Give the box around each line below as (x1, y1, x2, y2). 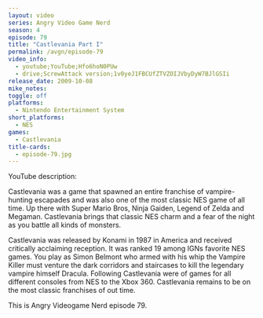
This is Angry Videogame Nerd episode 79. (8, 301, 148, 310)
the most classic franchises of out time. (8, 286, 136, 295)
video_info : (8, 56, 47, 64)
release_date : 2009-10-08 (8, 77, 93, 85)
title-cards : (8, 143, 51, 151)
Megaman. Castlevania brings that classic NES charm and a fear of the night (8, 212, 255, 221)
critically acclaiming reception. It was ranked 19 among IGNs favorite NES (8, 244, 246, 254)
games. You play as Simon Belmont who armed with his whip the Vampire (8, 252, 246, 261)
